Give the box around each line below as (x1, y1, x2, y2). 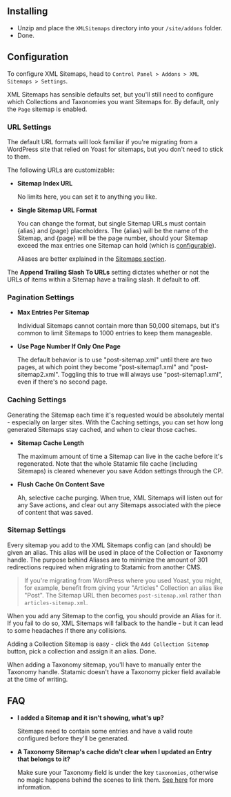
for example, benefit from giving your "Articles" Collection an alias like (23, 583, 223, 592)
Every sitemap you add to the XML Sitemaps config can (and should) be (7, 541, 212, 549)
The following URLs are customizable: (7, 166, 115, 174)
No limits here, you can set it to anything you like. (17, 193, 157, 201)
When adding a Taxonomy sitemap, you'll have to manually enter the (7, 660, 201, 669)
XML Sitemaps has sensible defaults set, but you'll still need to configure (7, 90, 214, 99)
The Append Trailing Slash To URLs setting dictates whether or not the (7, 268, 210, 276)
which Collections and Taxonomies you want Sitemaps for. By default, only (7, 97, 219, 106)
